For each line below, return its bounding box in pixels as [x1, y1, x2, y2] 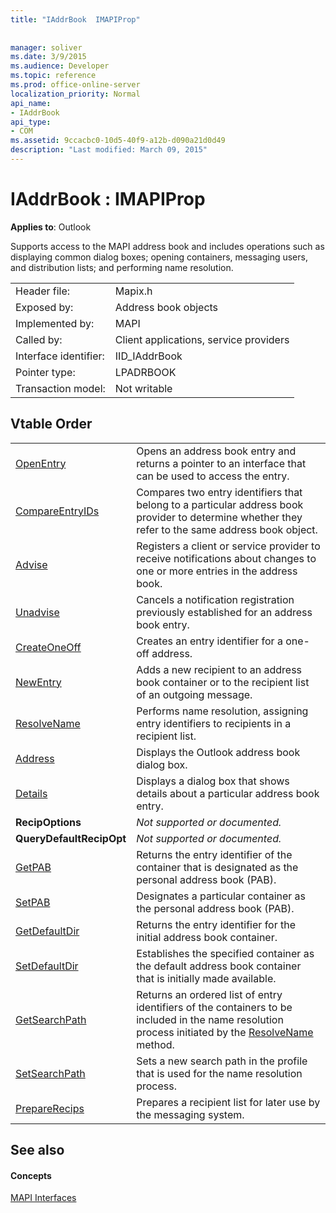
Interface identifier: [15, 349, 105, 363]
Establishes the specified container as [136, 946, 315, 960]
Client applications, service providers [114, 332, 290, 346]
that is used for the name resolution [136, 1066, 303, 1080]
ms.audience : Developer [10, 61, 110, 71]
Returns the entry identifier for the [136, 917, 297, 931]
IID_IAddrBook [114, 349, 183, 363]
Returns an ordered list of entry [136, 987, 283, 1001]
